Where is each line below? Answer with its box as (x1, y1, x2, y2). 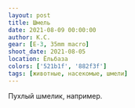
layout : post (8, 11, 51, 20)
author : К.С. (8, 33, 51, 41)
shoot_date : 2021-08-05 (8, 48, 86, 56)
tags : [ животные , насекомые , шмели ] (8, 70, 128, 77)
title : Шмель (8, 19, 51, 27)
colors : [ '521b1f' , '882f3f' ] (8, 63, 108, 70)
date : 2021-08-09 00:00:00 (8, 26, 97, 34)
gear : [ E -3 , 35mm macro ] (8, 41, 89, 49)
